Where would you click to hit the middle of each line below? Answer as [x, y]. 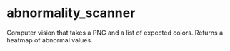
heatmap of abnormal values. [50, 40]
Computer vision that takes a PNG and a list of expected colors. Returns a [115, 33]
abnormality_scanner [71, 13]
